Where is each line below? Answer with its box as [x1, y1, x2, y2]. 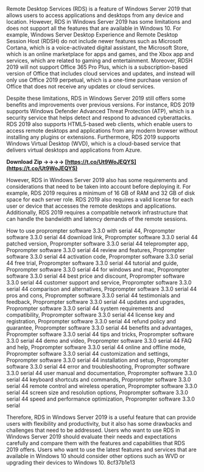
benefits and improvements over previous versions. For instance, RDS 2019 [6, 101, 195, 108]
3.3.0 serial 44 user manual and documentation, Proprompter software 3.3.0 [6, 370, 197, 376]
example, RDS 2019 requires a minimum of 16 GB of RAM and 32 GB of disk [6, 189, 195, 197]
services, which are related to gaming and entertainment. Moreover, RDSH [6, 57, 193, 64]
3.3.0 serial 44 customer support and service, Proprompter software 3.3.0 [6, 279, 192, 286]
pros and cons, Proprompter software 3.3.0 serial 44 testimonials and [6, 292, 181, 299]
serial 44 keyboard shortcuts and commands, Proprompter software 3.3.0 [6, 376, 191, 383]
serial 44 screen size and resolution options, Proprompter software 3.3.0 [6, 389, 189, 396]
